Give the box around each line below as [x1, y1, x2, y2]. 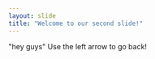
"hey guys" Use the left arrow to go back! [8, 41, 148, 51]
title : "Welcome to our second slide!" [8, 19, 144, 27]
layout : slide [8, 11, 57, 20]
